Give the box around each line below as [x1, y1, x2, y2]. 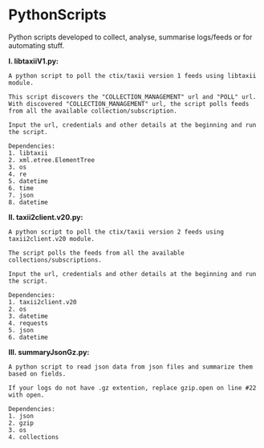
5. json [8, 326, 35, 334]
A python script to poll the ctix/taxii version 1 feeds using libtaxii [8, 71, 257, 79]
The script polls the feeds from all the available [8, 249, 185, 257]
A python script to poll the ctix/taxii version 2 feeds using [8, 227, 225, 236]
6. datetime [8, 333, 48, 341]
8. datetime [8, 198, 48, 206]
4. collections [8, 433, 59, 441]
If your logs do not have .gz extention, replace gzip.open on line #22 [8, 384, 257, 392]
